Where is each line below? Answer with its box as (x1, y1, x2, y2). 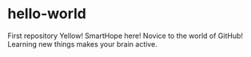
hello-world (7, 5, 87, 23)
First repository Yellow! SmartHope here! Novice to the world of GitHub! (7, 31, 244, 40)
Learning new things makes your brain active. (7, 39, 157, 48)
